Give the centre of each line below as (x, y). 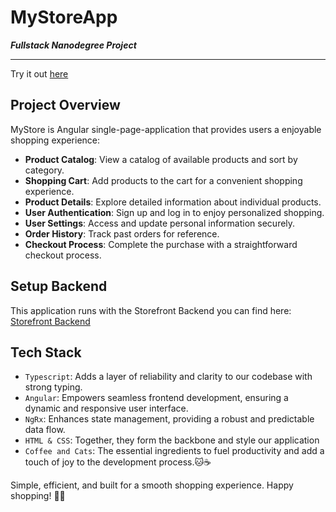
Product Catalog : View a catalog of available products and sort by (161, 159)
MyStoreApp (64, 17)
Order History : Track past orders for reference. (122, 233)
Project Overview (65, 105)
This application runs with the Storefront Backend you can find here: (151, 310)
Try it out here (39, 73)
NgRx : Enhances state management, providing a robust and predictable (169, 419)
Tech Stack (46, 352)
